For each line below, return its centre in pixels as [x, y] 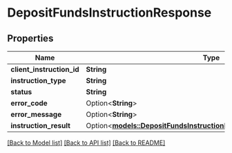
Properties [30, 38]
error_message [36, 114]
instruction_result [41, 126]
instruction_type [39, 81]
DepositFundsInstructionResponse [109, 13]
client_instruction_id [45, 69]
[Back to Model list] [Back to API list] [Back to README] [86, 143]
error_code [29, 103]
